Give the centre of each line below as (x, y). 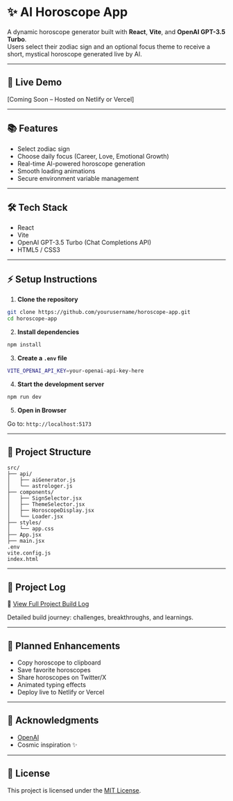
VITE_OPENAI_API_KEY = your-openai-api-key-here (76, 371)
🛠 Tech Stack (37, 207)
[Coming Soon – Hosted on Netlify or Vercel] (71, 99)
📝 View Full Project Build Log (48, 604)
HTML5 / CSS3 (38, 250)
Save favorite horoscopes (54, 670)
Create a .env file (42, 358)
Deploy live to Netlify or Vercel (61, 692)
